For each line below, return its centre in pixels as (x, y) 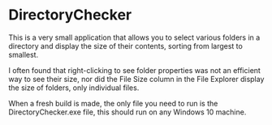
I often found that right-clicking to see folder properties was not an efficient (135, 70)
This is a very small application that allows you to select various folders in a (134, 37)
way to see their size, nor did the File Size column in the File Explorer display (136, 79)
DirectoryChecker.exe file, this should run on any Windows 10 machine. (127, 112)
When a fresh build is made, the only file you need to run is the (113, 103)
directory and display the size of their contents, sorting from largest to (126, 45)
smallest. (24, 54)
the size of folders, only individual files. (74, 88)
